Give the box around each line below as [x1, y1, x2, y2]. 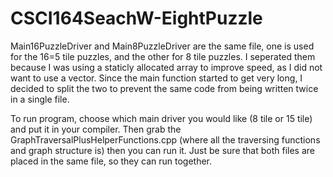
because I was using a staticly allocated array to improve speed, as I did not [10, 61, 323, 73]
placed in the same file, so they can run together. [10, 155, 213, 167]
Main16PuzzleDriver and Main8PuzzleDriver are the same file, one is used [10, 40, 315, 52]
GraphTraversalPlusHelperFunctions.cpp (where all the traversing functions [10, 133, 321, 146]
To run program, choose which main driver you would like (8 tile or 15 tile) [10, 112, 313, 124]
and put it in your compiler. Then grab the [10, 123, 182, 135]
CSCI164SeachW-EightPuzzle [10, 7, 263, 30]
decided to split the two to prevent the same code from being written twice [10, 82, 319, 94]
